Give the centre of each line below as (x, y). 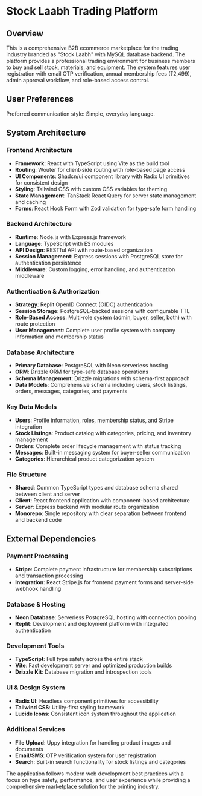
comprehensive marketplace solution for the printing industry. (83, 786)
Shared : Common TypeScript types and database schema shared (96, 487)
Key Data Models (32, 407)
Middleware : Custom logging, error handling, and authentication (95, 269)
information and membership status (59, 337)
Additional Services (36, 729)
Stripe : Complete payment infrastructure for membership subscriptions (103, 569)
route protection (35, 324)
